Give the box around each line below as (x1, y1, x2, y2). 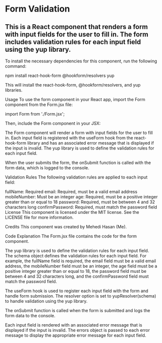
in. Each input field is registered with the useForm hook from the (5, 135, 133, 141)
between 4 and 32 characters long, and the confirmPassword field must (5, 273, 149, 279)
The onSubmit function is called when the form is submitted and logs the (5, 308, 150, 313)
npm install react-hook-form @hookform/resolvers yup (5, 73, 115, 78)
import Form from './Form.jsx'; (5, 111, 65, 117)
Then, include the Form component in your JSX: (5, 120, 101, 126)
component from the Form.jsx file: (5, 102, 73, 107)
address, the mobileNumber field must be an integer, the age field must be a (5, 263, 158, 269)
